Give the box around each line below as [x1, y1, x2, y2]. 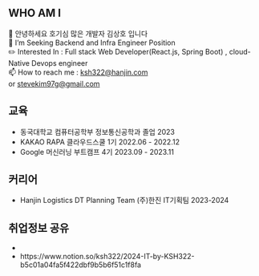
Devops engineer [31, 58, 88, 67]
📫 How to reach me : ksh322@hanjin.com [8, 67, 148, 77]
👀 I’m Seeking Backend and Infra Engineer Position [8, 38, 176, 47]
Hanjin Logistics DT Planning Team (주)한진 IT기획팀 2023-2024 [19, 196, 229, 205]
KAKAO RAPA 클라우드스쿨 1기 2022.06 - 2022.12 [19, 136, 180, 147]
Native [8, 58, 30, 67]
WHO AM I [8, 6, 62, 20]
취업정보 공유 [8, 221, 70, 235]
